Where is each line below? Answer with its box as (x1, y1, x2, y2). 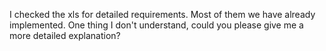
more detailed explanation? (9, 30, 121, 41)
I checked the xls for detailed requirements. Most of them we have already (9, 9, 316, 20)
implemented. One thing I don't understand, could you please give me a (9, 19, 304, 31)
